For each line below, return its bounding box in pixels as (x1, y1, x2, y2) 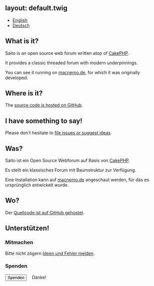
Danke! (32, 274, 46, 280)
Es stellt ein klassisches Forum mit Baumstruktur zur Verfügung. (5, 167, 137, 173)
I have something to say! (5, 116, 83, 125)
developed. (5, 75, 28, 81)
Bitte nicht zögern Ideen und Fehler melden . (5, 250, 95, 256)
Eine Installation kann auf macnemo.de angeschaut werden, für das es (5, 177, 150, 183)
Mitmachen (5, 239, 33, 246)
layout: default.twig (5, 4, 68, 12)
